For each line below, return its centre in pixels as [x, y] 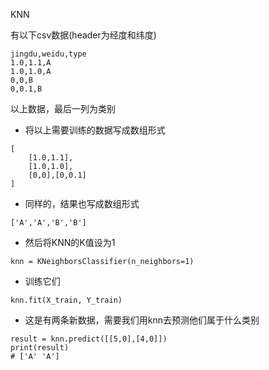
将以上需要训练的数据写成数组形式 [95, 130]
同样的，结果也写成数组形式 [82, 203]
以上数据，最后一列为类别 [63, 108]
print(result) [40, 348]
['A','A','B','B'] [48, 223]
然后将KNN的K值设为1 [70, 242]
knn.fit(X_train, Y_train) [66, 300]
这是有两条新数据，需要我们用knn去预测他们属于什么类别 [142, 320]
